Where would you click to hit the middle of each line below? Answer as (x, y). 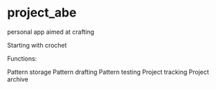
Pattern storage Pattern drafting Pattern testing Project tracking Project (108, 72)
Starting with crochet (37, 45)
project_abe (42, 13)
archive (18, 79)
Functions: (22, 58)
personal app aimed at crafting (51, 32)
